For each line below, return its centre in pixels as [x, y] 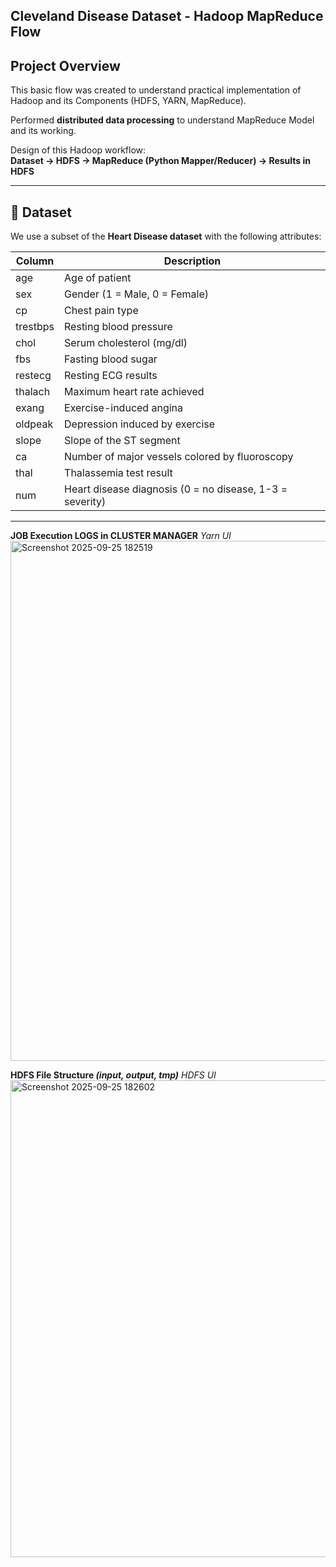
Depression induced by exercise [140, 424]
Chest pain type [101, 311]
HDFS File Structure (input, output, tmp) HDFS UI [113, 1075]
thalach [33, 392]
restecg [33, 376]
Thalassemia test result [118, 473]
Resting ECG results [111, 376]
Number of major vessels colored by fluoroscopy [179, 457]
